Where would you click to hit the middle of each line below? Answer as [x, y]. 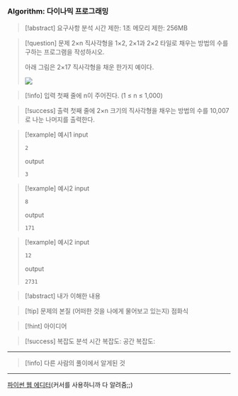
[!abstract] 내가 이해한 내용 [63, 296]
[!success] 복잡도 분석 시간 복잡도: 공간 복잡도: [90, 341]
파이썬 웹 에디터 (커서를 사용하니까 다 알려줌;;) [70, 385]
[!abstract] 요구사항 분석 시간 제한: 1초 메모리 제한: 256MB [106, 28]
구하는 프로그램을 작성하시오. [64, 52]
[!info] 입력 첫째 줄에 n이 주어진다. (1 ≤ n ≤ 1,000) [93, 96]
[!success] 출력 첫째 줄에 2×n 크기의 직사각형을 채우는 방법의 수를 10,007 [127, 111]
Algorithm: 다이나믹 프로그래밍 [58, 11]
